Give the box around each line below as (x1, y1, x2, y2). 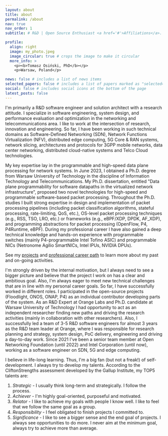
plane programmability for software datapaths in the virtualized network (5, 184, 153, 190)
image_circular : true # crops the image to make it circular (9, 54, 140, 59)
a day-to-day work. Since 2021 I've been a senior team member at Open (5, 336, 154, 342)
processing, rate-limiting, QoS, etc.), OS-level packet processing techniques (5, 210, 162, 216)
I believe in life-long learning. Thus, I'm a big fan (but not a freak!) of (5, 357, 146, 363)
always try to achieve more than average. (12, 425, 98, 431)
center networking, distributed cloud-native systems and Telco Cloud (5, 147, 148, 153)
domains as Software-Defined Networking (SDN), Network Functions (5, 131, 147, 137)
